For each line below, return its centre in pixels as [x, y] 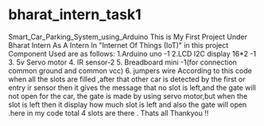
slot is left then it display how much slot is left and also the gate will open [128, 104]
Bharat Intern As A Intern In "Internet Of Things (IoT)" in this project [118, 45]
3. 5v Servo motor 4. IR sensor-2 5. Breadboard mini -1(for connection [122, 62]
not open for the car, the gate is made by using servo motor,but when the [128, 96]
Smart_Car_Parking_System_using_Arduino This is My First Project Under [128, 37]
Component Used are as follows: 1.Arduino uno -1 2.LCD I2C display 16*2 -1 [132, 53]
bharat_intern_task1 [75, 15]
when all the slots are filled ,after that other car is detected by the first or [127, 79]
